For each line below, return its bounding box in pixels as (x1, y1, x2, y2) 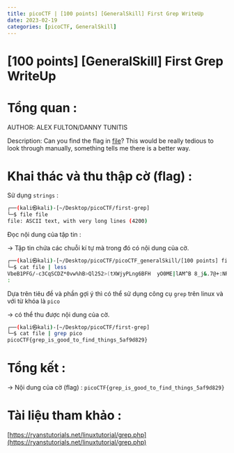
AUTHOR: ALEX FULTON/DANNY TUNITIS (7, 123, 127, 131)
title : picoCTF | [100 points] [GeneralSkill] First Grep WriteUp (7, 10, 204, 17)
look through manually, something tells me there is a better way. (7, 144, 191, 152)
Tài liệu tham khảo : (7, 408, 122, 424)
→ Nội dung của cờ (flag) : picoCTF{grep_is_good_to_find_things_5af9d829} (7, 383, 225, 392)
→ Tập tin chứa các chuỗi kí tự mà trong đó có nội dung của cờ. (7, 244, 189, 252)
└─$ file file (7, 211, 49, 218)
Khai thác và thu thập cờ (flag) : (7, 168, 193, 184)
